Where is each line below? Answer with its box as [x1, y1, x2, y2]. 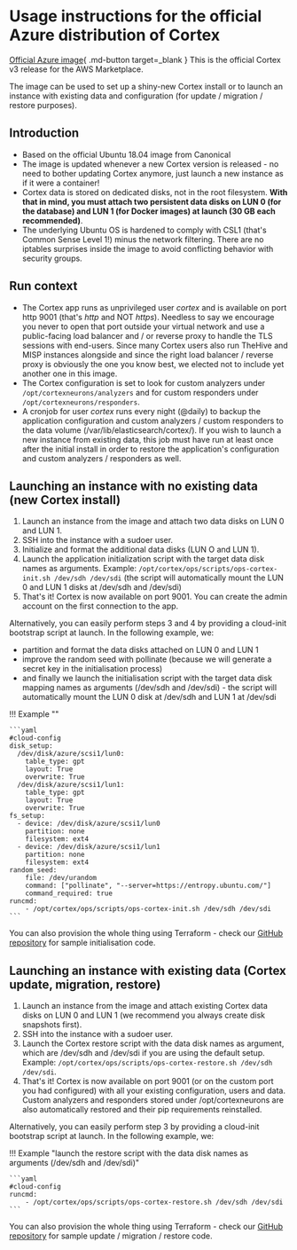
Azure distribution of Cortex [9, 25, 220, 45]
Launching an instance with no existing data [9, 478, 259, 493]
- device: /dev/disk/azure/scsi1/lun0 [17, 819, 161, 829]
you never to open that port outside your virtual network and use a [21, 321, 265, 332]
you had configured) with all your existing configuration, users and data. [21, 1085, 286, 1097]
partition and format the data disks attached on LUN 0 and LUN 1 [21, 645, 259, 656]
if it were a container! [21, 177, 100, 188]
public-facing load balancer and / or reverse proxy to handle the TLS [21, 330, 273, 341]
